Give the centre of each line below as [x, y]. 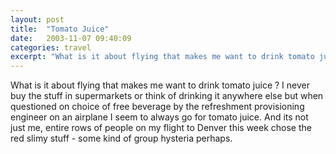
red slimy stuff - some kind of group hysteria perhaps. [121, 138]
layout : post [37, 19]
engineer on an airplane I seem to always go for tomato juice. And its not [159, 117]
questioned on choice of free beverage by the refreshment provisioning [157, 107]
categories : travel [51, 47]
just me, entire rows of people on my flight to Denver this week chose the [161, 128]
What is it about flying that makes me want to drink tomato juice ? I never [160, 85]
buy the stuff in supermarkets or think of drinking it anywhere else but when [167, 96]
